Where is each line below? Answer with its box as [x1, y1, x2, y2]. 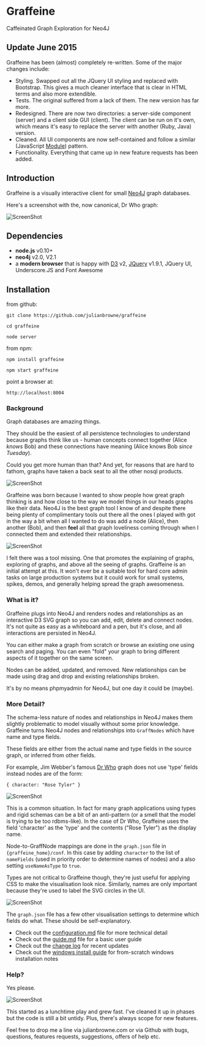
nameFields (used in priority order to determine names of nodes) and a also [6, 855, 196, 863]
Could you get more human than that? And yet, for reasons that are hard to [6, 461, 195, 468]
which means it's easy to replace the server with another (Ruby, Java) [15, 123, 192, 130]
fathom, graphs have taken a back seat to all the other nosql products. [6, 468, 184, 475]
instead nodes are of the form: [6, 770, 83, 777]
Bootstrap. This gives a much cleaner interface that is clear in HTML [15, 83, 187, 91]
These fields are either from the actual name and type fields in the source [6, 745, 192, 752]
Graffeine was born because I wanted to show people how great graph [6, 492, 185, 499]
